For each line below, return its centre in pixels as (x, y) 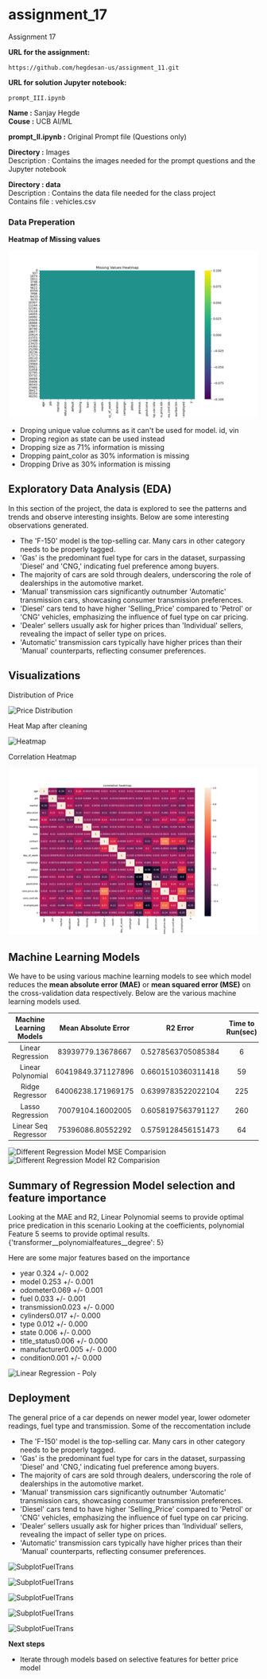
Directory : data (35, 184)
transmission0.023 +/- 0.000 (67, 1307)
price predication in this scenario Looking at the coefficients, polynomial (126, 1226)
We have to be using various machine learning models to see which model (130, 976)
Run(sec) (242, 1032)
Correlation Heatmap (43, 756)
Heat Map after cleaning (48, 725)
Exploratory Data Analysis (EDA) (90, 489)
